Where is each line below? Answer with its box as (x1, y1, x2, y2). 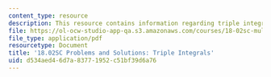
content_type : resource (8, 11, 89, 20)
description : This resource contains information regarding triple (8, 19, 240, 27)
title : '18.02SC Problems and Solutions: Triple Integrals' (8, 49, 215, 57)
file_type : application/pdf (8, 34, 103, 43)
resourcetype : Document (8, 42, 89, 50)
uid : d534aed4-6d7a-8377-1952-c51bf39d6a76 (8, 57, 157, 65)
